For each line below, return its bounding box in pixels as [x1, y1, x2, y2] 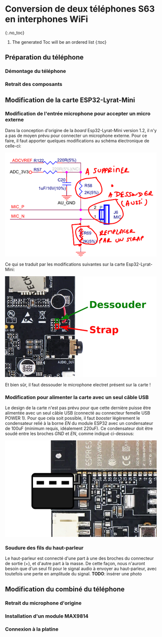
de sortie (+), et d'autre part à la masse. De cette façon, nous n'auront [5, 561, 146, 567]
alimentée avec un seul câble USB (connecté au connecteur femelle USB [5, 410, 150, 416]
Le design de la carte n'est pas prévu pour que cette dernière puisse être [5, 405, 151, 411]
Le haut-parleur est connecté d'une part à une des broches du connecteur [5, 555, 154, 561]
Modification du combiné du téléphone [5, 585, 125, 593]
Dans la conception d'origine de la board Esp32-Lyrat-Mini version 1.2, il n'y [5, 127, 157, 133]
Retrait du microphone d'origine [5, 600, 81, 606]
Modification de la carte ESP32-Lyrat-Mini [5, 96, 135, 104]
